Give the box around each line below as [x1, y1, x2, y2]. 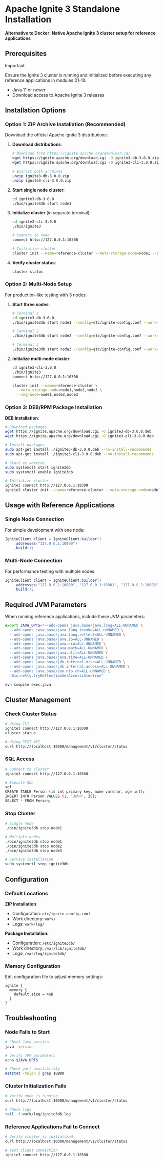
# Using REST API [5, 739, 41, 744]
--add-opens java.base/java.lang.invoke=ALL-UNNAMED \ [9, 627, 123, 632]
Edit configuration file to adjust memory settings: [5, 974, 103, 980]
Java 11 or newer [12, 87, 46, 93]
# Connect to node [12, 233, 50, 238]
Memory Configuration [5, 962, 61, 969]
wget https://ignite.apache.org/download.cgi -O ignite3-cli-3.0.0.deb [5, 434, 154, 439]
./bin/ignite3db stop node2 [5, 844, 62, 849]
